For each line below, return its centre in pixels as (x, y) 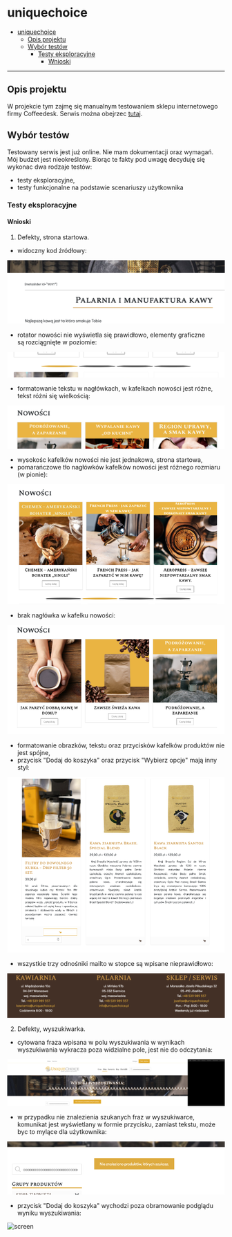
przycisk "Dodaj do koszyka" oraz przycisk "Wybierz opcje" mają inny (117, 760)
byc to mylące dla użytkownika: (62, 1131)
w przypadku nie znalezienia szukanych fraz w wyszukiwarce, (106, 1117)
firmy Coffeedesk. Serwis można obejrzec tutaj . (75, 113)
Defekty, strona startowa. (53, 237)
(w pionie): (32, 474)
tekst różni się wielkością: (54, 396)
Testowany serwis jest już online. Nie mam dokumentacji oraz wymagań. (110, 152)
